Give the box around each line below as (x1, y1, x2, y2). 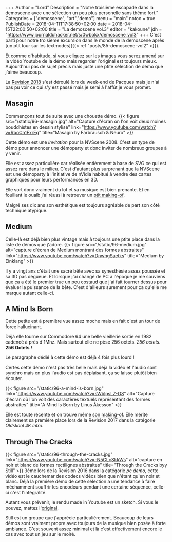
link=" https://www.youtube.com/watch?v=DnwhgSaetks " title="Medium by (5, 252, 164, 259)
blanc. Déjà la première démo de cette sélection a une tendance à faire (5, 478, 155, 485)
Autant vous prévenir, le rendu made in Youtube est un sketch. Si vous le (5, 499, 159, 505)
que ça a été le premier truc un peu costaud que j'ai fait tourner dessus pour (5, 279, 167, 285)
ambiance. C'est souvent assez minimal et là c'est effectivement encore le (5, 526, 163, 532)
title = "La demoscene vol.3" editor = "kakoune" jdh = (48, 26, 162, 32)
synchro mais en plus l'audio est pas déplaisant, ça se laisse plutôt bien (5, 370, 157, 376)
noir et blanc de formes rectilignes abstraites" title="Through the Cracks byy (5, 462, 167, 468)
